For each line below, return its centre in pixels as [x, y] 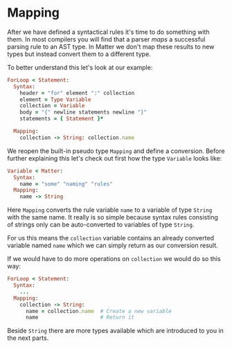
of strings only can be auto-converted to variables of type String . [101, 225]
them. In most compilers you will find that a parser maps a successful [106, 39]
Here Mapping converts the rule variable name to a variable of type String [110, 210]
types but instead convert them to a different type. [79, 54]
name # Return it [80, 317]
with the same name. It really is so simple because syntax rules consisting [113, 217]
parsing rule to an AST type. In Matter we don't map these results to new [111, 46]
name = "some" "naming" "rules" [66, 184]
